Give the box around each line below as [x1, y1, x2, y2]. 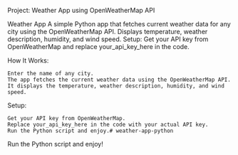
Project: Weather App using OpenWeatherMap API [7, 6, 155, 14]
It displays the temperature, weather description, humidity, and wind [7, 82, 224, 90]
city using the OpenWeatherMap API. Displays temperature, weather [7, 28, 208, 36]
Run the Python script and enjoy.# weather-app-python [7, 127, 174, 134]
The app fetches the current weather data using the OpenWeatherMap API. [7, 76, 232, 83]
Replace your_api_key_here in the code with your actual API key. [7, 121, 209, 128]
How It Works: [7, 56, 49, 65]
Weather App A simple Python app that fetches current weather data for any [7, 20, 232, 28]
